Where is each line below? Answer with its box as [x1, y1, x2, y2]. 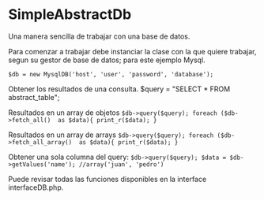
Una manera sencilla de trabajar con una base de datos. [8, 31, 190, 41]
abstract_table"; [8, 92, 60, 102]
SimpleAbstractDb [8, 6, 132, 24]
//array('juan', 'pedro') [78, 160, 164, 169]
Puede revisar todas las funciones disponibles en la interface [8, 174, 207, 183]
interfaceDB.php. [8, 183, 64, 192]
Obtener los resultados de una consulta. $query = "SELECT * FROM [8, 84, 231, 94]
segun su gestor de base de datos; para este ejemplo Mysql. [8, 55, 206, 65]
